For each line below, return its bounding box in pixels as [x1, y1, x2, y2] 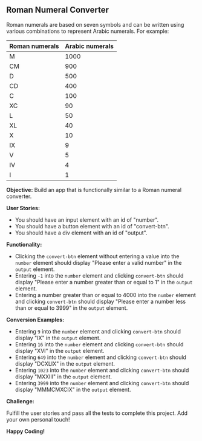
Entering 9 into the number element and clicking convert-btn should [15, 327, 181, 335]
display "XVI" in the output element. [15, 347, 105, 354]
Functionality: [6, 241, 42, 248]
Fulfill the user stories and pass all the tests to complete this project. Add [6, 409, 188, 417]
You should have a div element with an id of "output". [15, 229, 148, 236]
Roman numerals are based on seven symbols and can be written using [6, 21, 184, 28]
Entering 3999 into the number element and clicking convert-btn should [15, 379, 189, 386]
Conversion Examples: [6, 316, 65, 323]
